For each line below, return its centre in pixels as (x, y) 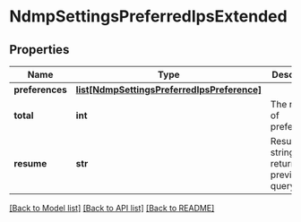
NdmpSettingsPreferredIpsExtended (149, 17)
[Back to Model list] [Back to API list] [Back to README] (112, 208)
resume (30, 163)
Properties (39, 50)
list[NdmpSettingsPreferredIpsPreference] (169, 90)
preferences (40, 90)
